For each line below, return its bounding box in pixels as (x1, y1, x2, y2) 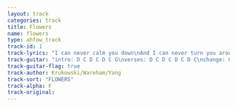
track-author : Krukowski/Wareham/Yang (7, 69, 121, 76)
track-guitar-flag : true (7, 63, 80, 70)
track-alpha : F (7, 82, 52, 89)
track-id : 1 (7, 43, 42, 50)
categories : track (7, 17, 61, 24)
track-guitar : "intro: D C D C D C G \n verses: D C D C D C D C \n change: (7, 56, 226, 63)
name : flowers (7, 30, 49, 37)
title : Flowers (7, 23, 52, 30)
